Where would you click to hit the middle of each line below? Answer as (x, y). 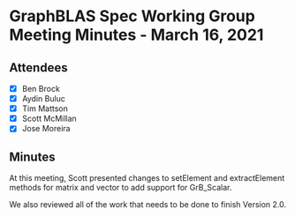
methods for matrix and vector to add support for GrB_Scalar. (121, 188)
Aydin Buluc (44, 99)
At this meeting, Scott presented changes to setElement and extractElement (147, 178)
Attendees (38, 67)
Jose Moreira (46, 129)
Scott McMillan (49, 119)
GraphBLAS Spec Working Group (132, 16)
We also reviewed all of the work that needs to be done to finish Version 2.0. (148, 205)
